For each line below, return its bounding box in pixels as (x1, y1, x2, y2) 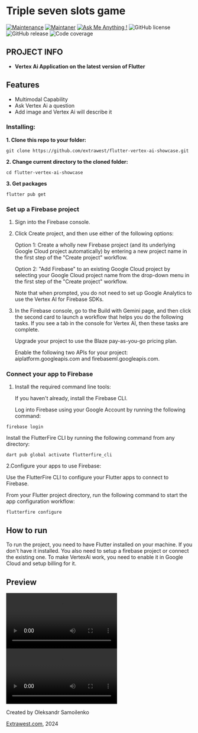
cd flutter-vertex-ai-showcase (6, 170, 83, 176)
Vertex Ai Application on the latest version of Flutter (14, 63, 145, 70)
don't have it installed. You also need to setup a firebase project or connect (6, 547, 189, 554)
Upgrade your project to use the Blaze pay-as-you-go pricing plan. (14, 338, 177, 345)
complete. (14, 326, 40, 333)
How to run (6, 525, 48, 536)
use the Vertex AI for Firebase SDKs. (14, 296, 104, 303)
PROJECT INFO (6, 47, 63, 57)
